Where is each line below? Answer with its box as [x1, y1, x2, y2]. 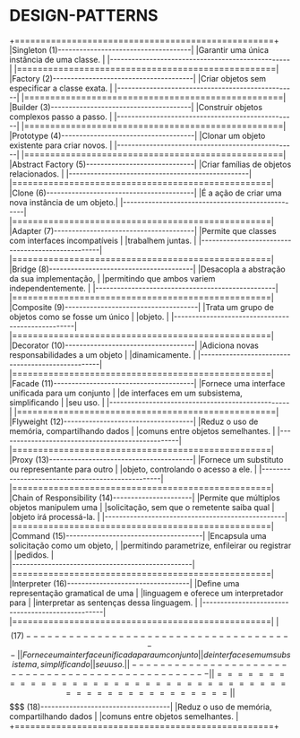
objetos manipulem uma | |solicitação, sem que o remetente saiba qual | [9, 501, 275, 512]
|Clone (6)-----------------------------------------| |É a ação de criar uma [9, 187, 282, 198]
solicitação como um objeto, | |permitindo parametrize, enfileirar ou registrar [9, 540, 292, 551]
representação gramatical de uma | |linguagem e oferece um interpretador [9, 587, 284, 598]
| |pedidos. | [9, 549, 54, 560]
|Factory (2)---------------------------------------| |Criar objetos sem [9, 73, 267, 83]
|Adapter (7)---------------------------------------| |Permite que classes [9, 225, 277, 236]
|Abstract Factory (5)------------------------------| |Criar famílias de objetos [9, 159, 292, 169]
